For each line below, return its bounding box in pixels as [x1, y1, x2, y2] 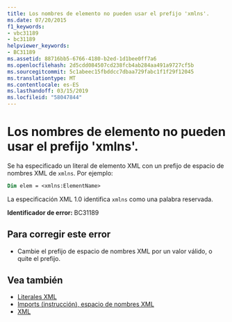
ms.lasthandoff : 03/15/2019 [7, 87, 89, 94]
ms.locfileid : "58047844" [7, 94, 82, 101]
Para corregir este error [7, 228, 111, 240]
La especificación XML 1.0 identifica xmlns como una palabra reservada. [7, 195, 213, 203]
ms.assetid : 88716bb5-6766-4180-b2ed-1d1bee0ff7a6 [7, 56, 157, 62]
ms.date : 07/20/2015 [7, 17, 67, 24]
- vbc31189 [7, 29, 39, 37]
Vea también [7, 275, 63, 287]
